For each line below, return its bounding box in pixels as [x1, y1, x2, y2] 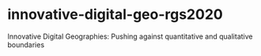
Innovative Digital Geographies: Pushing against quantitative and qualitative [7, 32, 253, 41]
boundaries [7, 39, 45, 49]
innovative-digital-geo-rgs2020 [7, 6, 223, 24]
